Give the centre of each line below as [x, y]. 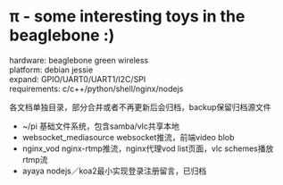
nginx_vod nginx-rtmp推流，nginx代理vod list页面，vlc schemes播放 [148, 148]
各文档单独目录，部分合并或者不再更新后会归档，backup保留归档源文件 [141, 107]
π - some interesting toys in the [127, 17]
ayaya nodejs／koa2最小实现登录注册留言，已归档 [114, 171]
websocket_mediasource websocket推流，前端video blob [128, 137]
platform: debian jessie [51, 70]
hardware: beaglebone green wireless [79, 60]
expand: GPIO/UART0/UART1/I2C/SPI [78, 79]
